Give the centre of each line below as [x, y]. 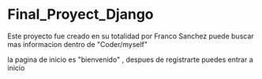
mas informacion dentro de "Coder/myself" [77, 44]
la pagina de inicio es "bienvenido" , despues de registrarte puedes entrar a [130, 59]
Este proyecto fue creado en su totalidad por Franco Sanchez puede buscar [131, 36]
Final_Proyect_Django [80, 14]
